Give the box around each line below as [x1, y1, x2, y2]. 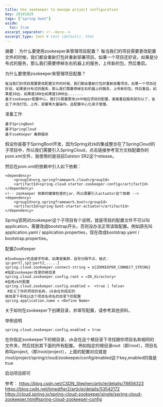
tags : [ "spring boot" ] [5, 16, 51, 21]
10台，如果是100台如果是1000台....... [12, 91, 83, 96]
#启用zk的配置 [5, 279, 30, 284]
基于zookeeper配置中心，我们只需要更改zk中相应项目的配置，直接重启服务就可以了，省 [5, 97, 155, 102]
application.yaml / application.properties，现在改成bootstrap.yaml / [5, 229, 140, 235]
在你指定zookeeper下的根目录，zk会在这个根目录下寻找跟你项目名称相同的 [5, 336, 154, 342]
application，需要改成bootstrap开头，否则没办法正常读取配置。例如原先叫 [5, 223, 153, 229]
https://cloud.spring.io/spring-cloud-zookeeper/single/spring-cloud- [5, 391, 142, 397]
